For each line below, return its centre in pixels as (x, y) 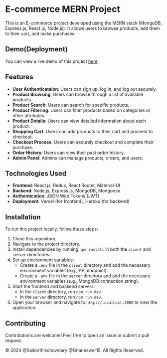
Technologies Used (36, 173)
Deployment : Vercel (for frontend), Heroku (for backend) (71, 201)
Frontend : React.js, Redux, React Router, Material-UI (66, 185)
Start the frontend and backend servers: (54, 286)
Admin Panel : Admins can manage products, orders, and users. (78, 158)
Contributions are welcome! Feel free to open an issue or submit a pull (77, 335)
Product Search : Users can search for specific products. (71, 105)
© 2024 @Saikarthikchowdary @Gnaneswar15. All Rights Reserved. (75, 350)
